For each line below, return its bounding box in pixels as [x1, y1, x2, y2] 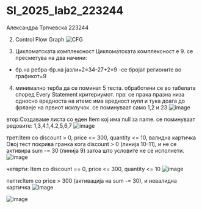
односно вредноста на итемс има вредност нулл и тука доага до [15, 97, 185, 105]
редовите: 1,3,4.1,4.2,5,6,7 [6, 122, 72, 129]
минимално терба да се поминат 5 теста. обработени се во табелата [15, 84, 196, 92]
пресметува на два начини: [15, 54, 87, 61]
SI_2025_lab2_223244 [6, 4, 124, 18]
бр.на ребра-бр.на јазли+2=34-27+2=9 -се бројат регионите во [15, 65, 182, 73]
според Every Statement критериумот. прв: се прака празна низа [15, 90, 185, 98]
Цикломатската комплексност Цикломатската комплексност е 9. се [15, 47, 193, 55]
